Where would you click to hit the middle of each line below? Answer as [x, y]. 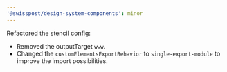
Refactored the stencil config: [49, 33]
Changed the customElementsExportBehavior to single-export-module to [118, 53]
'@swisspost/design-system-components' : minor [75, 13]
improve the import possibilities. [62, 61]
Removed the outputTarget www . [61, 46]
